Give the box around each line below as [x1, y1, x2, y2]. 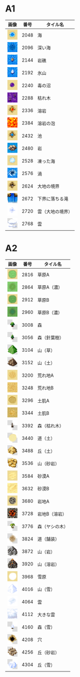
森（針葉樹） [37, 335, 64, 341]
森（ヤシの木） [37, 523, 68, 529]
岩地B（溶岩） [37, 511, 67, 517]
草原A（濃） [37, 284, 62, 290]
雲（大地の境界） [37, 208, 73, 214]
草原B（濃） [37, 309, 62, 315]
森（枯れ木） [37, 423, 64, 429]
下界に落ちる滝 [37, 196, 68, 202]
